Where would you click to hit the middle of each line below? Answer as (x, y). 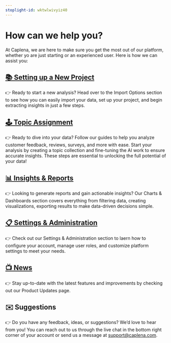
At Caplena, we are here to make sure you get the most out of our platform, (84, 50)
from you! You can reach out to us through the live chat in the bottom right (84, 330)
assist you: (17, 61)
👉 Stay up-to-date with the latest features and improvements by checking (84, 283)
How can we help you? (54, 35)
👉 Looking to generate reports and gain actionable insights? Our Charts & (84, 193)
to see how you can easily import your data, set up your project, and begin (84, 100)
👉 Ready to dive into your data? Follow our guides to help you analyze (80, 138)
